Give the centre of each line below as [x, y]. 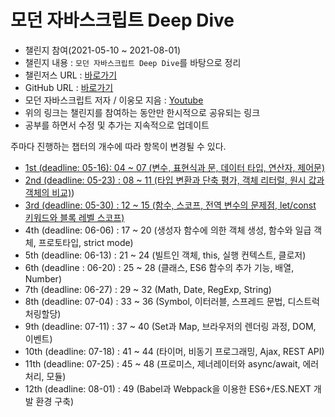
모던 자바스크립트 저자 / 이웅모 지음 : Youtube [114, 100]
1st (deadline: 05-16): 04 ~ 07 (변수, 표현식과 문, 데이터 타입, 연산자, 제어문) [175, 167]
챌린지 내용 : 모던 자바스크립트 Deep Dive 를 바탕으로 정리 [133, 62]
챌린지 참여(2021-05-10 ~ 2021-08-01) [103, 50]
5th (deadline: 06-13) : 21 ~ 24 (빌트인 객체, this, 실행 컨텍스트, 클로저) [165, 255]
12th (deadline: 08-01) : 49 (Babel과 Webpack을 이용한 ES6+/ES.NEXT [168, 388]
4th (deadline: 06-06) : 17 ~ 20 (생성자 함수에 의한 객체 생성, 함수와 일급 [168, 230]
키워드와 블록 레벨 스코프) [74, 217]
